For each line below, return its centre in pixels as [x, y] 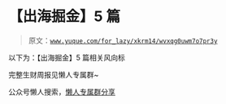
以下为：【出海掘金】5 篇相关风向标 [67, 57]
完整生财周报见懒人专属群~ [54, 74]
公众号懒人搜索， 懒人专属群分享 [62, 92]
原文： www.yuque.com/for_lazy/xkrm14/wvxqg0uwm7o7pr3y [123, 40]
